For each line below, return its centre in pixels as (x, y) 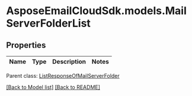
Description (69, 62)
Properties (26, 45)
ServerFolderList (48, 23)
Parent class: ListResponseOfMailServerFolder (63, 76)
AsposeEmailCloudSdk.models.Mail (96, 11)
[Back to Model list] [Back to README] (53, 87)
